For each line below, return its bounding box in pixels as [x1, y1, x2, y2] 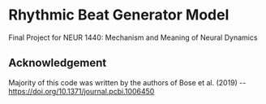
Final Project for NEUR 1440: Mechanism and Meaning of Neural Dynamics [8, 32, 258, 42]
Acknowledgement [8, 56, 107, 70]
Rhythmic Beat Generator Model [8, 6, 230, 24]
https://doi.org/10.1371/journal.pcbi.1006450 [8, 86, 155, 96]
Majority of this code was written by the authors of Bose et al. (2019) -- [8, 77, 247, 87]
